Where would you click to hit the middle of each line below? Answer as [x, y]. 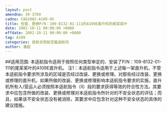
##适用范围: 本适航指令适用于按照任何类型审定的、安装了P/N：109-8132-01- [83, 61]
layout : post [19, 10]
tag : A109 [15, 38]
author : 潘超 [18, 47]
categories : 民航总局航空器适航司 [37, 42]
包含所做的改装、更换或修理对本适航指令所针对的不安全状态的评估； [88, 93]
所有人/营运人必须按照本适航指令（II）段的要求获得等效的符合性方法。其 [83, 86]
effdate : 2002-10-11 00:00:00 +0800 [43, 33]
